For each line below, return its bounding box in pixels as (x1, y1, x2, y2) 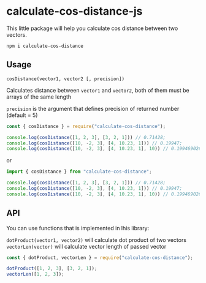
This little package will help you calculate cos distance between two (6, 25, 178, 32)
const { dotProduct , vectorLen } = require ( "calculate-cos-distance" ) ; (6, 254, 193, 261)
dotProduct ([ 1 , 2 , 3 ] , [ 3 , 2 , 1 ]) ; (6, 265, 97, 272)
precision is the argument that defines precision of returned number (6, 105, 180, 112)
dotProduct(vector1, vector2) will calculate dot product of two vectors (6, 236, 187, 243)
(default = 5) (6, 111, 38, 119)
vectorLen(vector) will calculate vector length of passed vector (6, 243, 167, 250)
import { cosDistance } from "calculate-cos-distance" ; (6, 168, 152, 175)
